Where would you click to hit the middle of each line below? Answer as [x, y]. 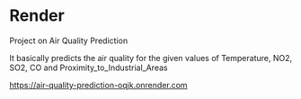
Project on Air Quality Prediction [69, 40]
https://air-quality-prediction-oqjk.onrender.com [98, 85]
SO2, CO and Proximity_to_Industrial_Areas [89, 67]
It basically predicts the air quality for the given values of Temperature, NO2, [151, 58]
